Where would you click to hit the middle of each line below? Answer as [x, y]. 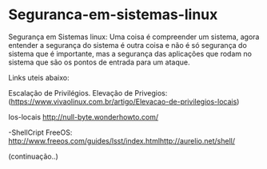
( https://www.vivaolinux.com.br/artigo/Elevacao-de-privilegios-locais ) [124, 101]
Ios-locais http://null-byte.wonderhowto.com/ [83, 116]
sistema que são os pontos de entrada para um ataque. [99, 62]
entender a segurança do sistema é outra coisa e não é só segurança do [128, 45]
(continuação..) [33, 156]
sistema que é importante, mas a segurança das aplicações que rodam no [130, 53]
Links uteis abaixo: [39, 77]
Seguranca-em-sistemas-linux [113, 15]
